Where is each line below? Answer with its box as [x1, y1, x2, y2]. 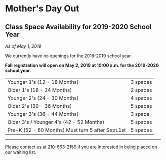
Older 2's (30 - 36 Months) [7, 103, 72, 109]
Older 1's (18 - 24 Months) [7, 87, 72, 94]
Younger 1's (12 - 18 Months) [7, 79, 79, 85]
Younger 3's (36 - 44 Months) [7, 111, 79, 117]
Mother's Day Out [5, 3, 80, 14]
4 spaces [130, 95, 152, 101]
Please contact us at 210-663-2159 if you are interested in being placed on [5, 144, 157, 150]
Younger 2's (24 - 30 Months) [7, 95, 79, 101]
